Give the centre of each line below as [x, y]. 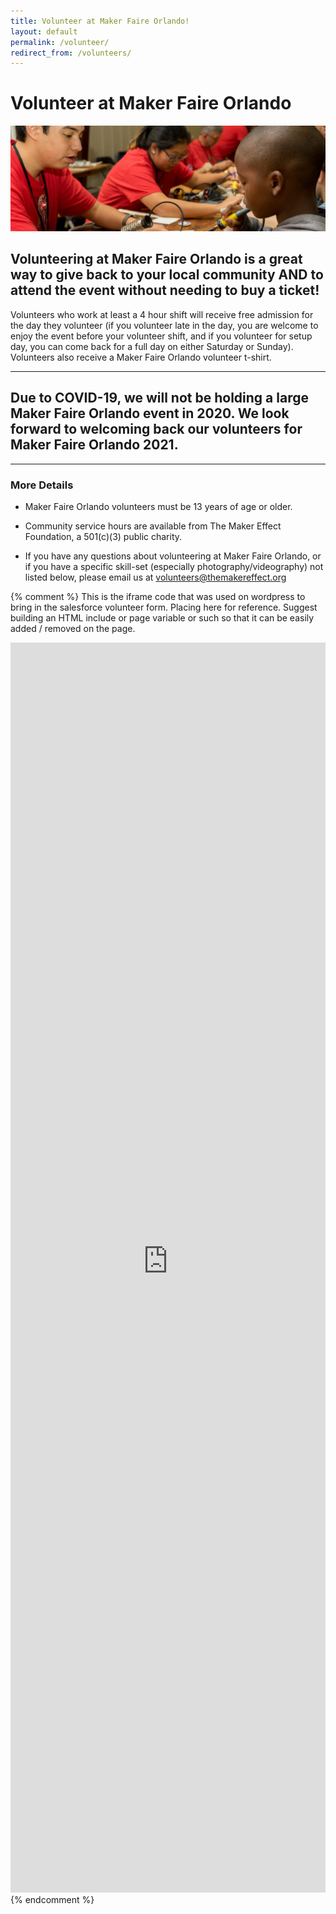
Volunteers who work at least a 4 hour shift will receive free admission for [162, 314]
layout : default [44, 31]
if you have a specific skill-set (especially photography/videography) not [174, 566]
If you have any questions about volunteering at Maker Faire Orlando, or [173, 556]
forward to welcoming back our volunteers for [156, 429]
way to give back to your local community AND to [167, 275]
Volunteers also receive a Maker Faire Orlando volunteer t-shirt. [141, 357]
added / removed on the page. [73, 628]
